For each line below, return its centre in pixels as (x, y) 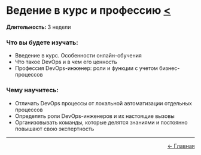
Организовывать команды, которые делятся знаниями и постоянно (101, 122)
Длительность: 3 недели (39, 27)
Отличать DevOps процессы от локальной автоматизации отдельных (103, 103)
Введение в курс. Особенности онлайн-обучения (78, 56)
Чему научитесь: (32, 90)
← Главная (181, 146)
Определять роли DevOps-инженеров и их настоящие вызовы (95, 116)
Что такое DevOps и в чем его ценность (66, 62)
